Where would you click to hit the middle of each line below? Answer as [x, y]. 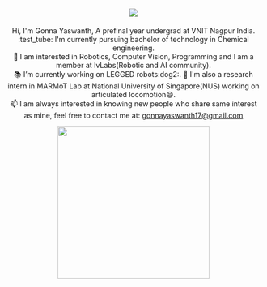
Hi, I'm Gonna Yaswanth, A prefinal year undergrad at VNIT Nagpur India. [133, 30]
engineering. [133, 48]
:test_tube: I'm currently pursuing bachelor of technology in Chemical [133, 39]
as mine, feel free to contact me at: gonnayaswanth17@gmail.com [133, 115]
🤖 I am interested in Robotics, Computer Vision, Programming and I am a [133, 56]
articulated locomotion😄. [133, 94]
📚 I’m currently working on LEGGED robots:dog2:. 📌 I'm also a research [133, 74]
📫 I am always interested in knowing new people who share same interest [133, 103]
